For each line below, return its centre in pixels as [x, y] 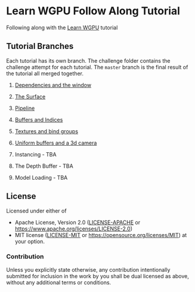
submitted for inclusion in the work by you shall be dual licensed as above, [98, 276]
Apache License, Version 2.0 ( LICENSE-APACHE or [78, 222]
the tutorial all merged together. [45, 73]
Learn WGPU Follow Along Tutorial [93, 11]
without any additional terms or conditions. [59, 282]
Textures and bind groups [47, 131]
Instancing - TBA [35, 154]
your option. [30, 241]
